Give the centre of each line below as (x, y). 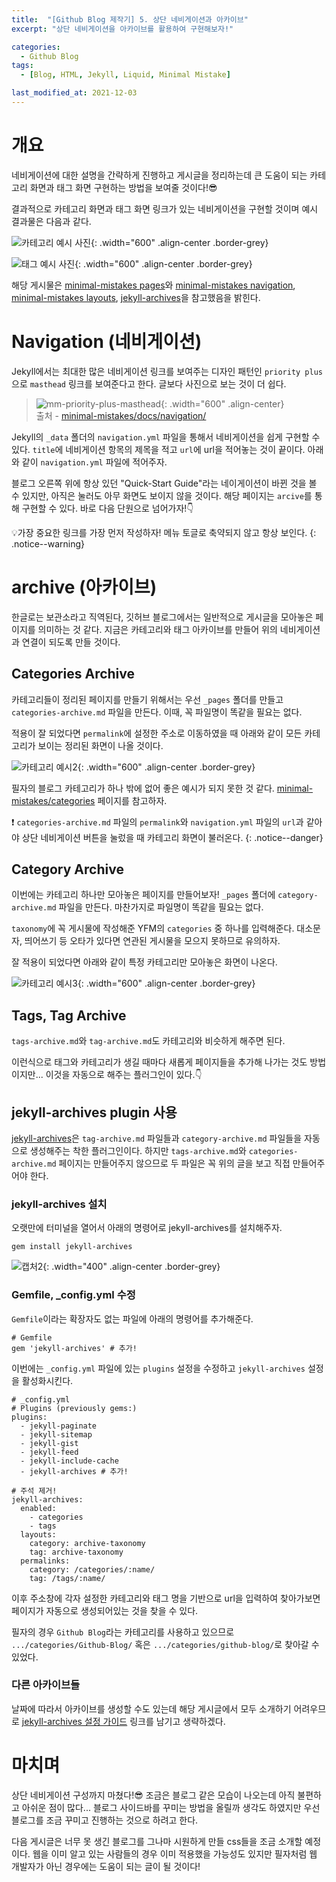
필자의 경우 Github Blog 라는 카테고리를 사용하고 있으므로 (123, 1632)
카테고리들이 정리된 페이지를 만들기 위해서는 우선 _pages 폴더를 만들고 (147, 699)
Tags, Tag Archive (69, 1015)
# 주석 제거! (34, 1491)
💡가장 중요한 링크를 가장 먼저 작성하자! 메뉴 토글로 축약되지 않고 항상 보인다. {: (164, 532)
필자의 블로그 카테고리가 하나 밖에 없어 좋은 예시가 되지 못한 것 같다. (143, 788)
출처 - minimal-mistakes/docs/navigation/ (121, 415)
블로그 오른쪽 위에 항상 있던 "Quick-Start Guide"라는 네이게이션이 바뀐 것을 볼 (164, 483)
